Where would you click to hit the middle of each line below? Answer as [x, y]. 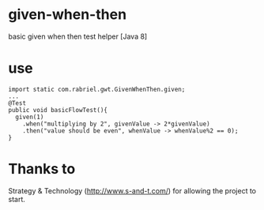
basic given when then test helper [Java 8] [78, 36]
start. [17, 199]
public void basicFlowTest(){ [58, 110]
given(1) [30, 117]
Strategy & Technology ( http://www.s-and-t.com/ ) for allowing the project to [132, 190]
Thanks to [42, 169]
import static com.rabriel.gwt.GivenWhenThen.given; [97, 89]
